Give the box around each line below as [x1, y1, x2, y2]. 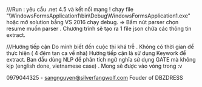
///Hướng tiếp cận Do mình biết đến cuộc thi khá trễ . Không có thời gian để [6, 43, 194, 50]
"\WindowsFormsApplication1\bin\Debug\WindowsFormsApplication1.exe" [6, 12, 191, 19]
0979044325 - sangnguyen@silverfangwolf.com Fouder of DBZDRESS [6, 74, 183, 81]
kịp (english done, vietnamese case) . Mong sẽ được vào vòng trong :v [6, 62, 183, 69]
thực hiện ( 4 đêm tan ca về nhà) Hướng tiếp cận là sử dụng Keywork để [6, 50, 186, 57]
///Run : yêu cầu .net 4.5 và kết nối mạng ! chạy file [6, 6, 133, 13]
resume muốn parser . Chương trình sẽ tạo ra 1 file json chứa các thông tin [6, 25, 192, 32]
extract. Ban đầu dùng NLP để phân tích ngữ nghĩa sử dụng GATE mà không [6, 56, 196, 63]
